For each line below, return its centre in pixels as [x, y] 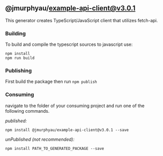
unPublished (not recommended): [40, 139]
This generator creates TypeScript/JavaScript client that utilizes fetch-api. [81, 20]
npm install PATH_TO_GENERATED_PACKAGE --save [55, 148]
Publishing [19, 71]
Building [16, 33]
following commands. [27, 111]
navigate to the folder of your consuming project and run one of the [75, 106]
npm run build [20, 58]
